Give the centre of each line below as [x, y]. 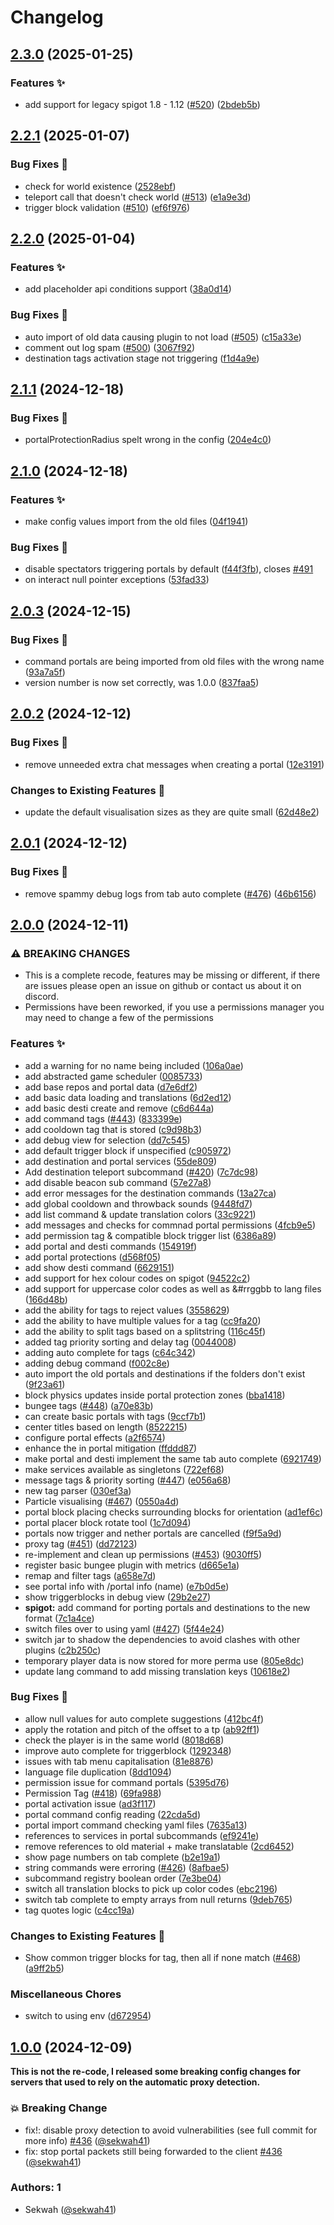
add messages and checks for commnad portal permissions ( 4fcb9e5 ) [170, 1225]
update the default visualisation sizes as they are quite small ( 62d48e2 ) [172, 812]
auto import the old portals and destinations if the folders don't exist [165, 1373]
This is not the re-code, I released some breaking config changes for [156, 2072]
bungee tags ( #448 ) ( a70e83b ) [89, 1405]
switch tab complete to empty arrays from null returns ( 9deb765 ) [158, 1899]
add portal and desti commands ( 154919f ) [111, 1246]
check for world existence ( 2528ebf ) [100, 186]
